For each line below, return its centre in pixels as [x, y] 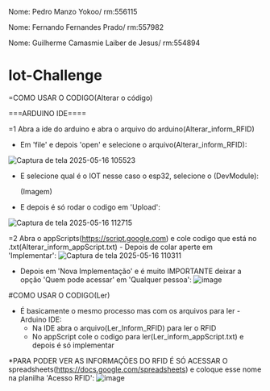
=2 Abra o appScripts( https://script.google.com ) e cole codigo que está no [133, 238]
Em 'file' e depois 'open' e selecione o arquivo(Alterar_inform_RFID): [133, 144]
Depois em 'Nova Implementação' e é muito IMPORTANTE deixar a [131, 271]
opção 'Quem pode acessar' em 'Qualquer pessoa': [106, 279]
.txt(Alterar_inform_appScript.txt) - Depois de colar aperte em [111, 247]
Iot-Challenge [55, 75]
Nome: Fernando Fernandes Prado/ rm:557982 [86, 27]
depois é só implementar [73, 345]
